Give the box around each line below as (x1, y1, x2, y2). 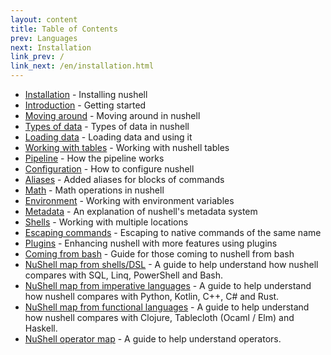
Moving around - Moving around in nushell (24, 110, 201, 121)
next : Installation (10, 42, 92, 53)
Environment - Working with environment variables (24, 195, 235, 206)
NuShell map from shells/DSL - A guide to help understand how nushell (24, 259, 319, 270)
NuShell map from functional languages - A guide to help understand (24, 301, 310, 313)
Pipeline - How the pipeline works (24, 152, 165, 164)
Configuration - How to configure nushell (24, 163, 195, 175)
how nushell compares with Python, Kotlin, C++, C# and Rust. (24, 291, 280, 302)
